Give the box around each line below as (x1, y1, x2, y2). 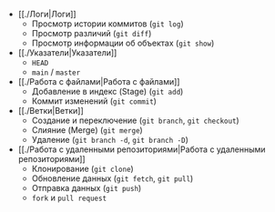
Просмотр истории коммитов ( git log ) (31, 18, 184, 29)
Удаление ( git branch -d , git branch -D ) (31, 135, 189, 145)
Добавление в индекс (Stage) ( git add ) (31, 86, 184, 96)
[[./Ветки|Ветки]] (17, 106, 84, 116)
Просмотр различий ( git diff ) (31, 28, 152, 38)
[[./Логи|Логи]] (17, 9, 76, 19)
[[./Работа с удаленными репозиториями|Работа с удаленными (17, 144, 266, 155)
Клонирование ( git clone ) (31, 164, 134, 174)
